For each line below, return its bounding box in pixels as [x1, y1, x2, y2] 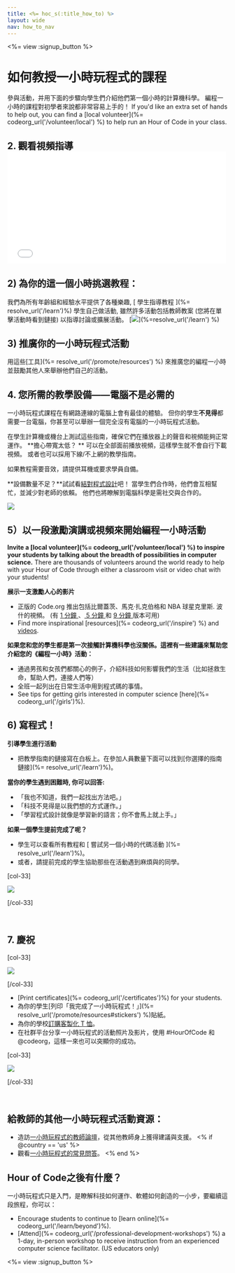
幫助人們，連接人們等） [29, 673, 98, 681]
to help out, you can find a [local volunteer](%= [7, 110, 144, 119]
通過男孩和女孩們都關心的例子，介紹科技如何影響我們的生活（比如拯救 [17, 664, 220, 673]
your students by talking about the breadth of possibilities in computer [7, 550, 217, 559]
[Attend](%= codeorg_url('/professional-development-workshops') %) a [17, 1230, 226, 1238]
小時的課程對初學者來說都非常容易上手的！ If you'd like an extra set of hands [7, 102, 228, 111]
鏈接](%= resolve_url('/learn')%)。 [17, 763, 117, 771]
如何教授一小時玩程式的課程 [7, 69, 167, 85]
